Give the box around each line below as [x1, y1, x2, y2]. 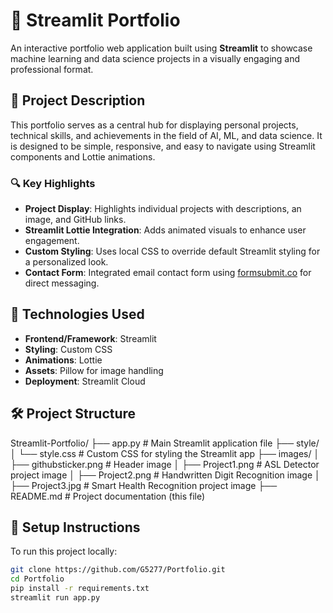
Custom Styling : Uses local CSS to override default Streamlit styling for [24, 245, 321, 258]
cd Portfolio [10, 574, 65, 584]
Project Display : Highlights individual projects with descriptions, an [24, 203, 302, 215]
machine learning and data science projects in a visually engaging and [10, 52, 301, 64]
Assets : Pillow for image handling [24, 364, 164, 376]
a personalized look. [24, 256, 109, 268]
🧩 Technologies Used [10, 306, 145, 323]
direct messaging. [24, 277, 100, 289]
